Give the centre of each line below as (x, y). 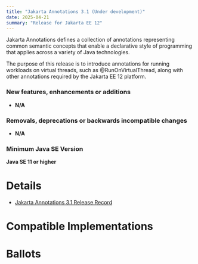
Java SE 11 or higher (31, 162)
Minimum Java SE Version (45, 148)
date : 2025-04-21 (28, 17)
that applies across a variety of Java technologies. (68, 52)
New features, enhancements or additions (69, 92)
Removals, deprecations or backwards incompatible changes (97, 120)
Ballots (24, 254)
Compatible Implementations (80, 226)
